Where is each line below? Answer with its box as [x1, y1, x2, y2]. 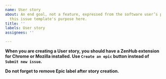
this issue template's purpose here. [9, 16, 87, 21]
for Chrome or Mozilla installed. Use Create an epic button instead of [5, 53, 149, 59]
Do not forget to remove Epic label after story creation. [5, 68, 120, 74]
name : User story [5, 7, 41, 12]
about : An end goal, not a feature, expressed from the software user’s [5, 12, 158, 17]
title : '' [5, 21, 26, 26]
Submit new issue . [5, 59, 42, 64]
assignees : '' [5, 30, 35, 35]
